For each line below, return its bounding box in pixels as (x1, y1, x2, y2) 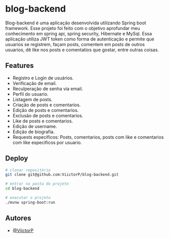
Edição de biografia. (12, 129, 55, 135)
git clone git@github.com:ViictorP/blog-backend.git (5, 172, 119, 177)
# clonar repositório (5, 168, 51, 173)
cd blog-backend (5, 186, 39, 191)
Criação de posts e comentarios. (12, 102, 81, 108)
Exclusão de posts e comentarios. (12, 112, 83, 118)
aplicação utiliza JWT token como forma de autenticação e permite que (5, 36, 154, 42)
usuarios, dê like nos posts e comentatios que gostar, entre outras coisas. (5, 47, 159, 53)
